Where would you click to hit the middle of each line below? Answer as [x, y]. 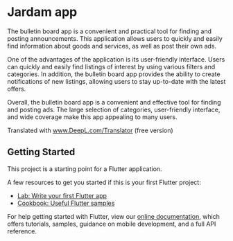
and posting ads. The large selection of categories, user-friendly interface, [114, 109]
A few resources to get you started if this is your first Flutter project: [104, 182]
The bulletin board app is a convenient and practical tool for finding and [110, 31]
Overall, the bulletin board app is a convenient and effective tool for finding [114, 102]
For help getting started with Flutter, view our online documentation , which [114, 216]
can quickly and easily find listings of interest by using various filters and [111, 66]
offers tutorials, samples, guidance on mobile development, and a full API [112, 224]
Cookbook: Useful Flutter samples [66, 203]
